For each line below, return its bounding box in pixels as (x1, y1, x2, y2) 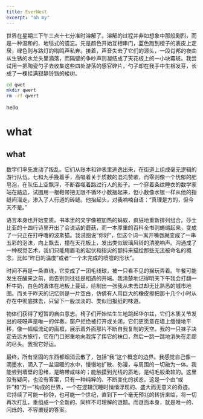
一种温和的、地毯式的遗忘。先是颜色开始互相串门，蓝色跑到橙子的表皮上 (11, 39, 192, 47)
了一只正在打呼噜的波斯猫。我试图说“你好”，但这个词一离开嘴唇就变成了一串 (6, 232, 196, 239)
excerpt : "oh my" (6, 15, 50, 21)
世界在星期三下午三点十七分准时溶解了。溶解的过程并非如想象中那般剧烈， (6, 31, 192, 39)
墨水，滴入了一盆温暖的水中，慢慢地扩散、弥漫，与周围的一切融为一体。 (11, 361, 192, 368)
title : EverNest (6, 8, 47, 15)
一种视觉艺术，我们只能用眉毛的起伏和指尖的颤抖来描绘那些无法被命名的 (6, 247, 186, 254)
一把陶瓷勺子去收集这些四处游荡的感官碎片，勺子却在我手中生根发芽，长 (16, 62, 197, 70)
